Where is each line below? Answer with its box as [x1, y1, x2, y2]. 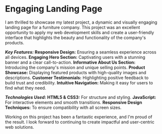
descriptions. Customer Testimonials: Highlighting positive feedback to [5, 75, 149, 80]
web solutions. [5, 124, 34, 130]
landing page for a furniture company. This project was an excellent [5, 24, 140, 30]
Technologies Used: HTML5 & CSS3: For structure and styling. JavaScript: [5, 94, 157, 100]
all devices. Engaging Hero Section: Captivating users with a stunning [5, 54, 146, 60]
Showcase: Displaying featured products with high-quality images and [5, 69, 146, 75]
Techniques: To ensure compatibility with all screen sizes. [5, 105, 122, 110]
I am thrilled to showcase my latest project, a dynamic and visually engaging [5, 19, 158, 25]
